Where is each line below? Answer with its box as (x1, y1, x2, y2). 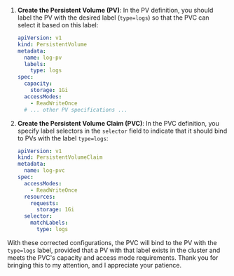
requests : (30, 199, 59, 206)
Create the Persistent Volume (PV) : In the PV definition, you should (17, 6, 214, 14)
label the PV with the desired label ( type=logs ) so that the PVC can (17, 13, 209, 22)
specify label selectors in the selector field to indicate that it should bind (17, 126, 228, 135)
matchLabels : (30, 219, 69, 227)
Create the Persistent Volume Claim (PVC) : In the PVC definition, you (17, 119, 219, 127)
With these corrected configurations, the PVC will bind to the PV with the (7, 238, 217, 247)
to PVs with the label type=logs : (17, 133, 109, 143)
